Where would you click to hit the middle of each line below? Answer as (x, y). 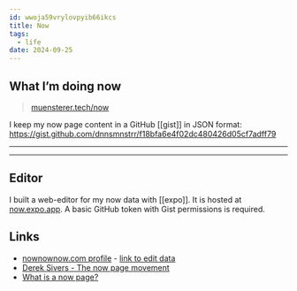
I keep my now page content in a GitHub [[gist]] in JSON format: (126, 124)
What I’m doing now (65, 86)
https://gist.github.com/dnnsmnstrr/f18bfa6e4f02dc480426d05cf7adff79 (143, 134)
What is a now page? (60, 277)
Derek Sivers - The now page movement (95, 267)
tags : (19, 34)
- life (29, 42)
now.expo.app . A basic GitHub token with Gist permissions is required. (137, 209)
